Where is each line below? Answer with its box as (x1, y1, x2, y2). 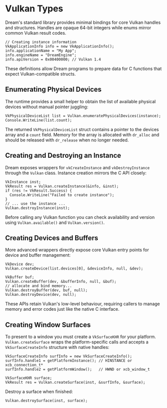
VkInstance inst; (5, 179, 41, 184)
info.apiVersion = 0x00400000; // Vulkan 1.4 (5, 57, 101, 62)
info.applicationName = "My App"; (5, 48, 77, 53)
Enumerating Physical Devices (5, 85, 102, 94)
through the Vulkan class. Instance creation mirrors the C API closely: (5, 170, 147, 176)
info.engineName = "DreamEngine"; (5, 53, 77, 58)
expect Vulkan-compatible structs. (5, 70, 76, 77)
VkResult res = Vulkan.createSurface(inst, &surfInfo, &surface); (5, 380, 146, 385)
